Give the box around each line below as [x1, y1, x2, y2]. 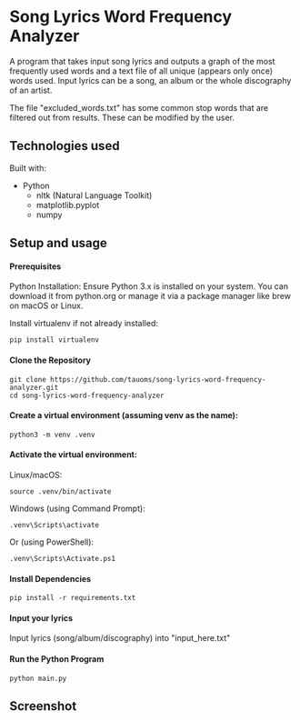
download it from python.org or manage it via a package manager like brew [9, 291, 291, 302]
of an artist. [9, 85, 53, 95]
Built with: [9, 162, 47, 174]
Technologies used [9, 138, 120, 154]
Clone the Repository [9, 355, 91, 365]
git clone [9, 375, 47, 384]
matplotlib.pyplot [35, 199, 100, 210]
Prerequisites [9, 261, 62, 272]
